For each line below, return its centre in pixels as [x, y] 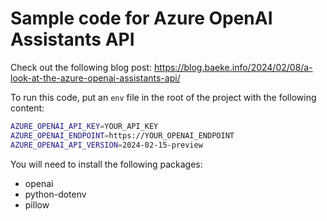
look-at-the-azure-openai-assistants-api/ [95, 78]
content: [27, 108]
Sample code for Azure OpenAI [141, 18]
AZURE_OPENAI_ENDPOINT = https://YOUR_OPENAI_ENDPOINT [122, 135]
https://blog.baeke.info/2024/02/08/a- [233, 67]
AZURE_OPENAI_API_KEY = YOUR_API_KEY [84, 126]
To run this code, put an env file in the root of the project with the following [163, 97]
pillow [37, 204]
